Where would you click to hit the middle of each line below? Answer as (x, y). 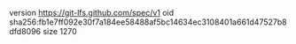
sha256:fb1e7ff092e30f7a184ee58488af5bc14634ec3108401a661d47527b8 (148, 22)
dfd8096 (25, 31)
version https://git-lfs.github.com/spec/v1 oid (92, 13)
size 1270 (60, 31)
